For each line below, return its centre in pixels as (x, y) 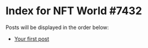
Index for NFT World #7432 (74, 11)
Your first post (32, 39)
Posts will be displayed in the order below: (57, 27)
